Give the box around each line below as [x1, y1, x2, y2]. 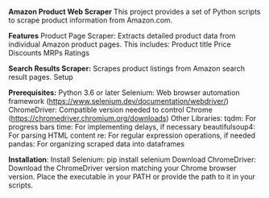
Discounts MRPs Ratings [8, 48, 90, 57]
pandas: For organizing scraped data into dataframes [8, 139, 185, 148]
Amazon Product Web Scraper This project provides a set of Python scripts [8, 7, 261, 16]
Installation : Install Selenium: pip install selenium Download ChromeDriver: [8, 155, 256, 164]
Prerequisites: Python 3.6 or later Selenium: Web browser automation [8, 88, 240, 97]
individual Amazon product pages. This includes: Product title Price [8, 39, 232, 49]
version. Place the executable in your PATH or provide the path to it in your [8, 172, 256, 181]
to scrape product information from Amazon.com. [8, 15, 173, 25]
